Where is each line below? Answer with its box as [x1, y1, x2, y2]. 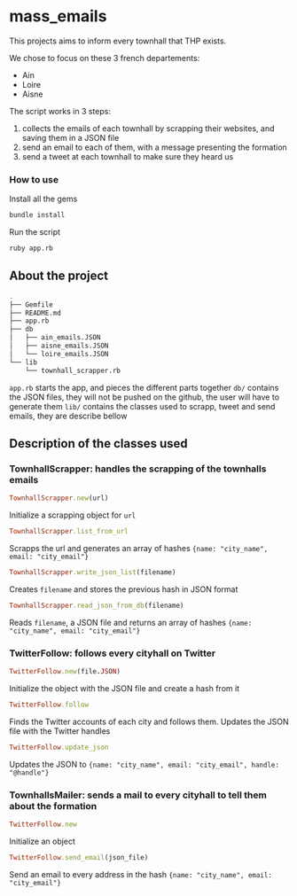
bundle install [9, 211, 66, 220]
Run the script [9, 227, 60, 238]
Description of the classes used [9, 436, 188, 451]
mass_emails [9, 6, 107, 27]
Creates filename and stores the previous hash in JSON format [9, 583, 238, 595]
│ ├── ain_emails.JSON [9, 333, 101, 342]
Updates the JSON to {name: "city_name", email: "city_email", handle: [9, 759, 279, 769]
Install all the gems [9, 193, 78, 205]
